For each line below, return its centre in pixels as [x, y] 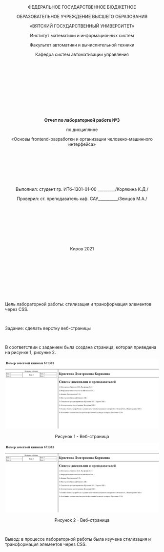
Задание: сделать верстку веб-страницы [48, 328]
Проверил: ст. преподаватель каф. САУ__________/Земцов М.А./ [82, 199]
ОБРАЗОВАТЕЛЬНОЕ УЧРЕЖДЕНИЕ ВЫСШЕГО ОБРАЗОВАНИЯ [82, 16]
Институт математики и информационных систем [82, 35]
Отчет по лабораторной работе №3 [82, 120]
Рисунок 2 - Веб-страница [82, 520]
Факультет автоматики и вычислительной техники [82, 45]
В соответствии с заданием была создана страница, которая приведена [81, 347]
